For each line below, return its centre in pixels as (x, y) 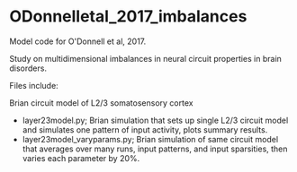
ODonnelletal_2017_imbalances (128, 17)
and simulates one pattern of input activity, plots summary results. (145, 129)
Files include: (34, 85)
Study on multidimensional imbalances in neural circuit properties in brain (145, 58)
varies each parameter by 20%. (81, 158)
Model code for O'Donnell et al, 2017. (78, 41)
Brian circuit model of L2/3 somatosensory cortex (101, 103)
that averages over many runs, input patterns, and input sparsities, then (155, 149)
